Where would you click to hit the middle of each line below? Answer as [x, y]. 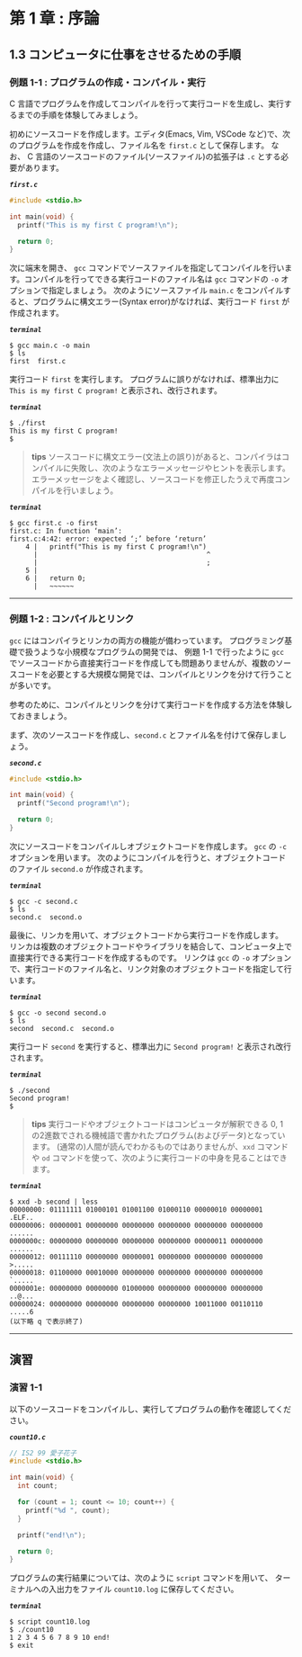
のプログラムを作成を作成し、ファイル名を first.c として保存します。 [139, 145]
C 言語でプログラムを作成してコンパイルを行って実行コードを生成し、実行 [147, 103]
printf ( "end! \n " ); [52, 1535]
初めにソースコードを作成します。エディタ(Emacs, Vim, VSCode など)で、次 [150, 134]
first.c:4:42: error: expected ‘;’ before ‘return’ [108, 539]
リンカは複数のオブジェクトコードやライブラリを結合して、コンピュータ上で [151, 946]
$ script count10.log [50, 1622]
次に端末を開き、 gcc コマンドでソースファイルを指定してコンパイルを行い [147, 268]
